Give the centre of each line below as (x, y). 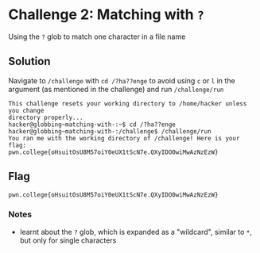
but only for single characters (68, 240)
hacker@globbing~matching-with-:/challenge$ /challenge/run (110, 131)
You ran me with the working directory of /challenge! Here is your (124, 138)
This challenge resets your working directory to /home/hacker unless (128, 103)
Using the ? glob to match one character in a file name (97, 36)
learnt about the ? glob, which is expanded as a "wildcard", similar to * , (136, 232)
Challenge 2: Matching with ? (106, 15)
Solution (29, 61)
